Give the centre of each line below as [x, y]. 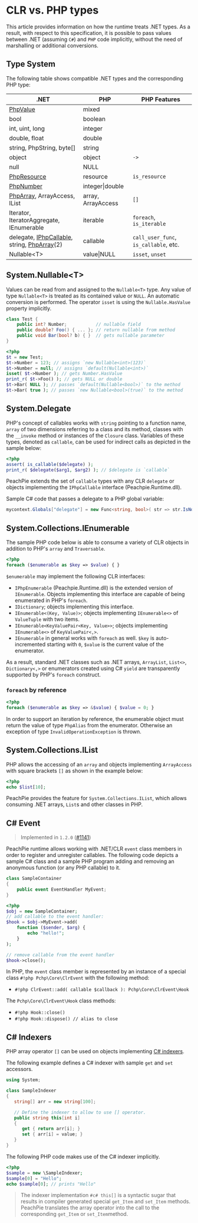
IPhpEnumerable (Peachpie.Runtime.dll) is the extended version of [94, 588]
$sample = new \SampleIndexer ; [44, 1173]
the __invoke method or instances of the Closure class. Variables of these [95, 435]
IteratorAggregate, [34, 220]
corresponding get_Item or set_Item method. [74, 1214]
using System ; [24, 1080]
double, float [27, 138]
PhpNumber [26, 186]
